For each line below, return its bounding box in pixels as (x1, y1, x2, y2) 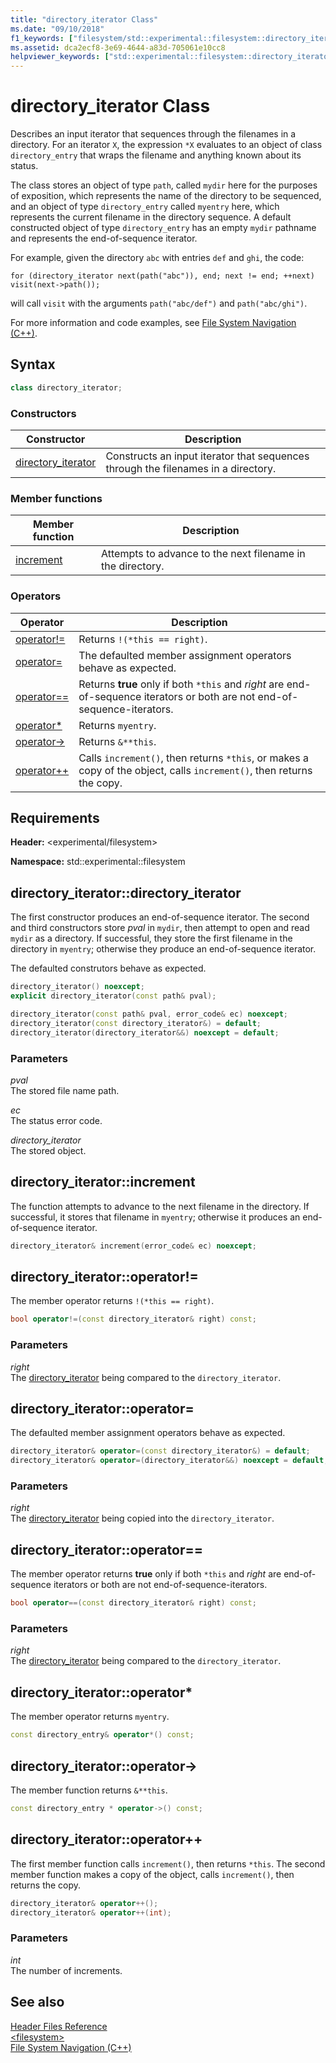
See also (10, 1994, 65, 2011)
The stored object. (10, 1144, 87, 1156)
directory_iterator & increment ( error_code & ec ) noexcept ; (10, 1241, 257, 1251)
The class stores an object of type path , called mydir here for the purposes (10, 179, 318, 191)
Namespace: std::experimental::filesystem (10, 856, 186, 868)
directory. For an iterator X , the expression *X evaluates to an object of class (10, 139, 323, 151)
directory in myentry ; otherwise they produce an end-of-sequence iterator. (10, 943, 317, 955)
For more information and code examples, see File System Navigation (10, 317, 297, 329)
